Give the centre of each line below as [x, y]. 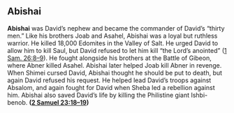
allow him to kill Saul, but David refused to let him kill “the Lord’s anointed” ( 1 [117, 50]
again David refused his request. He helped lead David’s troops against [109, 80]
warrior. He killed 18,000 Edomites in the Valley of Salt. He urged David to [113, 43]
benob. [17, 102]
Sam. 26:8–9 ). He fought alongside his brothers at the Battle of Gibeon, [109, 58]
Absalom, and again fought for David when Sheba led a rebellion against [111, 87]
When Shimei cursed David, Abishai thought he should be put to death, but [115, 73]
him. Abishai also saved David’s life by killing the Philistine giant [98, 95]
